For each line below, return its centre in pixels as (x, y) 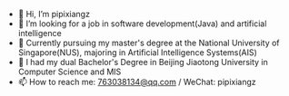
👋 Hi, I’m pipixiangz (54, 14)
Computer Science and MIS (70, 72)
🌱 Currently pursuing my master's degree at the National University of (149, 43)
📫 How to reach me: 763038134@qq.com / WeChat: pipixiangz (137, 82)
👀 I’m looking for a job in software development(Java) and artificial (142, 24)
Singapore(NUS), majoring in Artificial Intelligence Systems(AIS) (137, 53)
